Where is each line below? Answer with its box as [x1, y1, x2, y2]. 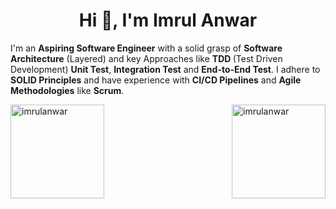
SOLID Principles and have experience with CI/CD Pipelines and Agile [10, 74, 302, 86]
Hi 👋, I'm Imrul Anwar [78, 9, 258, 32]
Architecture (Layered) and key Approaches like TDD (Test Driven [10, 52, 283, 64]
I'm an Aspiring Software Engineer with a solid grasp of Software [10, 42, 283, 54]
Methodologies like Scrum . [10, 84, 125, 96]
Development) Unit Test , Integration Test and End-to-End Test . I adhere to [10, 63, 321, 75]
